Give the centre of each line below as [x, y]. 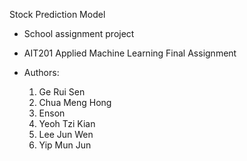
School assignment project [79, 33]
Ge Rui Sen [62, 92]
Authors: [41, 72]
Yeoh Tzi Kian [67, 123]
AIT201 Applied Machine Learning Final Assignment [130, 53]
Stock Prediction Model [57, 14]
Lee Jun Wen [66, 134]
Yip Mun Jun [65, 145]
